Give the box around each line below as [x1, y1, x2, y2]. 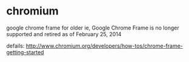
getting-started [6, 48, 44, 55]
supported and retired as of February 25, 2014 [6, 30, 122, 37]
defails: [6, 42, 25, 49]
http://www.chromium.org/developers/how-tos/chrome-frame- [25, 42, 183, 49]
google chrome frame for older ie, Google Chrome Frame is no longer [6, 24, 180, 31]
